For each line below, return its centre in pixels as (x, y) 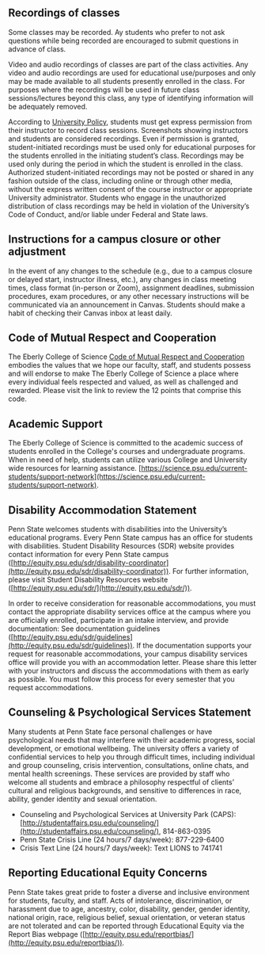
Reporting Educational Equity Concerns (108, 873)
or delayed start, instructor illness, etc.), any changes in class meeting (123, 279)
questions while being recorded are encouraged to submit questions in (123, 40)
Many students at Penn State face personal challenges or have (110, 732)
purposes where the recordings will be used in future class (104, 90)
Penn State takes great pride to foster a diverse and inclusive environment (129, 892)
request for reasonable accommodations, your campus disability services (128, 654)
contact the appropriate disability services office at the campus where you (130, 612)
